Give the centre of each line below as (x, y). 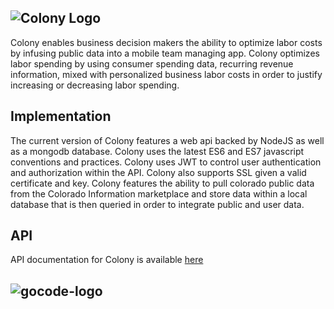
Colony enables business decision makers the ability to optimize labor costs (166, 42)
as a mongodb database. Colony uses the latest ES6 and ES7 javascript (157, 151)
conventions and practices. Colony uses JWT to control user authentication (166, 162)
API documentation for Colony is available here (107, 260)
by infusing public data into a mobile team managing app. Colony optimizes (165, 53)
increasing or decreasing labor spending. (95, 85)
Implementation (61, 116)
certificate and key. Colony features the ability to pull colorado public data (162, 183)
